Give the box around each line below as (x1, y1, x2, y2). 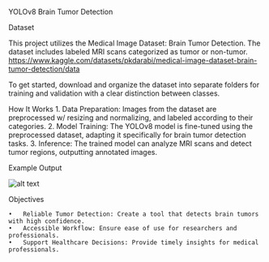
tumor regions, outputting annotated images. (8, 148, 158, 157)
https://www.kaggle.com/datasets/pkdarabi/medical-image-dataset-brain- (8, 56, 258, 65)
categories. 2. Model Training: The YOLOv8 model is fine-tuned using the (8, 122, 254, 131)
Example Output (8, 163, 62, 173)
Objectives (8, 195, 45, 204)
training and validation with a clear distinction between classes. (8, 88, 220, 98)
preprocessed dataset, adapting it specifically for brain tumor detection (8, 130, 247, 140)
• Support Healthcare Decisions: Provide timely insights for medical (8, 238, 259, 247)
